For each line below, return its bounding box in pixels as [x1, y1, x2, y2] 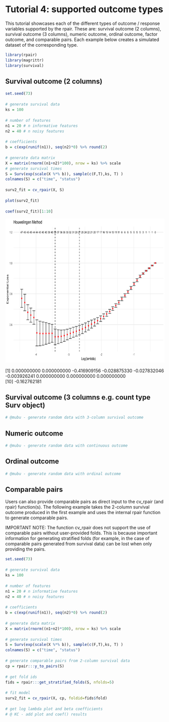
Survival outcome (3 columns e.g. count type [5, 393, 151, 402]
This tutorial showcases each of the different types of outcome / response [5, 20, 160, 26]
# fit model [5, 691, 30, 696]
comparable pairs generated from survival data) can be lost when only [5, 541, 152, 547]
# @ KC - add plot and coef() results [5, 711, 87, 717]
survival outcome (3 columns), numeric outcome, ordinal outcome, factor [5, 31, 158, 37]
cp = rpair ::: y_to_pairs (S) [5, 663, 65, 669]
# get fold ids [5, 674, 37, 679]
